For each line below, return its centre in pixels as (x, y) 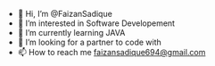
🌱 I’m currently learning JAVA (71, 33)
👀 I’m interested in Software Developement (96, 23)
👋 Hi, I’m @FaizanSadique (65, 14)
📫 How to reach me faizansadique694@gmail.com (112, 52)
